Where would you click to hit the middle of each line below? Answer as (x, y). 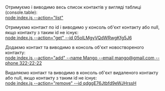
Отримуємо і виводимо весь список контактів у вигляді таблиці (73, 7)
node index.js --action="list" (34, 18)
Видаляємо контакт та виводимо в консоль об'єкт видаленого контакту (82, 73)
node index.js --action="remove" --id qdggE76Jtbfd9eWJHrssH (71, 83)
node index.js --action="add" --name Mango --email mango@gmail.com (80, 58)
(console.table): (21, 12)
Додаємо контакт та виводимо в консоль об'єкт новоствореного (75, 47)
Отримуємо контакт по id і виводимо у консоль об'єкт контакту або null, (82, 27)
